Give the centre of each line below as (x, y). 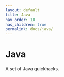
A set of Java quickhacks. (32, 69)
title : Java (18, 15)
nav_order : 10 (20, 20)
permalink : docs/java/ (29, 29)
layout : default (22, 10)
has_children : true (26, 24)
